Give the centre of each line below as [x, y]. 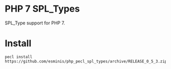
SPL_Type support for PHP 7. [35, 23]
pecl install [19, 57]
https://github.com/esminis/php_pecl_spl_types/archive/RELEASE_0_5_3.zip [86, 61]
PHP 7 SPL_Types [42, 9]
